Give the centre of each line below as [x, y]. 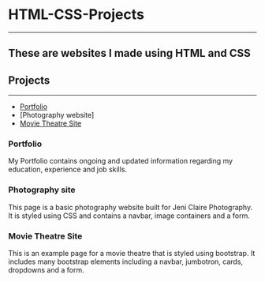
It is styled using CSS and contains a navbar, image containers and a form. [129, 216]
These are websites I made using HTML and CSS [129, 53]
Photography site [42, 190]
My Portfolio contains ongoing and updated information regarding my [121, 161]
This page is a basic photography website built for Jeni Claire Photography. [131, 207]
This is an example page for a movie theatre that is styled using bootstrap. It [132, 254]
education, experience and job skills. [68, 169]
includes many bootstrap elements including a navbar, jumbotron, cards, [125, 261]
